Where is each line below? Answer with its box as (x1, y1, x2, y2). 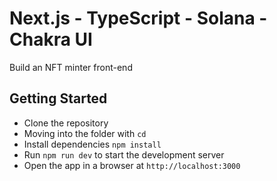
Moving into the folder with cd (23, 127, 147, 139)
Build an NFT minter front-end (9, 61, 133, 73)
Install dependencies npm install (23, 138, 162, 150)
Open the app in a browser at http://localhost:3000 (23, 159, 241, 171)
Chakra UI (9, 28, 93, 51)
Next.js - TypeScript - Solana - (9, 7, 268, 30)
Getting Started (9, 90, 108, 107)
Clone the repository (23, 117, 109, 129)
